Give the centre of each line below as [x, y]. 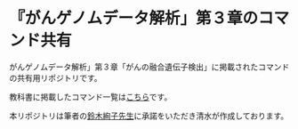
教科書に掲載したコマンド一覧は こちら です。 [91, 97]
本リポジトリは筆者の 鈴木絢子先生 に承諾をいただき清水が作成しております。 [149, 116]
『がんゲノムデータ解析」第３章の [134, 18]
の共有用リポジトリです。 [56, 77]
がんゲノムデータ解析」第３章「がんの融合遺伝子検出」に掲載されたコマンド [149, 67]
